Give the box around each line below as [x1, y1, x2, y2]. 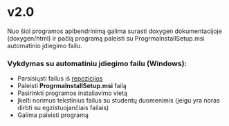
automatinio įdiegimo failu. [7, 41, 83, 50]
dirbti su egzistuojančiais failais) [17, 104, 109, 112]
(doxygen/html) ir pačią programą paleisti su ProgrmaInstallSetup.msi [7, 34, 205, 42]
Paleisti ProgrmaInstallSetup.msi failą [17, 82, 127, 90]
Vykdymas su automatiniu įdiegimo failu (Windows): [7, 59, 187, 68]
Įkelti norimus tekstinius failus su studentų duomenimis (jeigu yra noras [17, 96, 220, 105]
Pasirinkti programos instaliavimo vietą [17, 89, 128, 97]
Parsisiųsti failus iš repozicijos [17, 74, 103, 83]
